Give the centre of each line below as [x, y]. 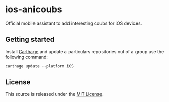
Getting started [30, 39]
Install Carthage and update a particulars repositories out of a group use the [85, 51]
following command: [27, 57]
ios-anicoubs [34, 9]
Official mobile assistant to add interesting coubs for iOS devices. [74, 23]
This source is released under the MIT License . [54, 94]
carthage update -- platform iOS [39, 66]
